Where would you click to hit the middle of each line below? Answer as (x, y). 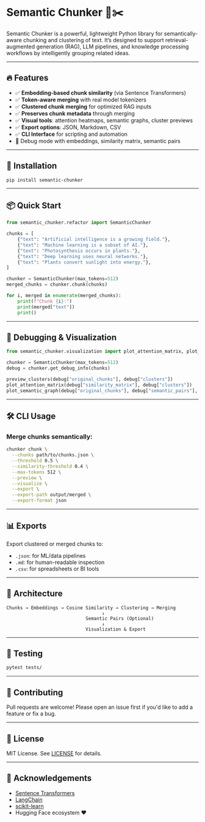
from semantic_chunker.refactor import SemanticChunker (79, 223)
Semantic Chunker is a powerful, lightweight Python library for (85, 33)
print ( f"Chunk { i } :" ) (45, 301)
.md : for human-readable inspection (60, 562)
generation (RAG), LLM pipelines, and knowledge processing (113, 46)
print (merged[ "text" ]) (46, 307)
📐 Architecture (34, 594)
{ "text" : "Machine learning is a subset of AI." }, (83, 245)
